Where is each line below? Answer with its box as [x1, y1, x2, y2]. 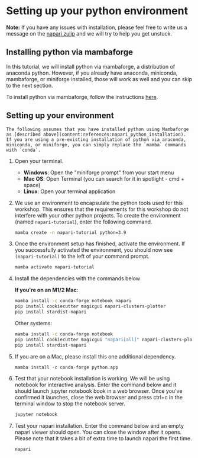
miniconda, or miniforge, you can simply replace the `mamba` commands [6, 142, 186, 148]
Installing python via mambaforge [6, 47, 133, 57]
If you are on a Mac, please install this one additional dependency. [14, 353, 176, 360]
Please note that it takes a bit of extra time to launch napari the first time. [14, 435, 192, 442]
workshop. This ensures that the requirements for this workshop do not [14, 206, 189, 213]
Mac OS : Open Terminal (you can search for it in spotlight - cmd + [23, 175, 185, 182]
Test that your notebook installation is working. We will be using [14, 375, 170, 382]
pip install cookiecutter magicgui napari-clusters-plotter [14, 303, 166, 309]
